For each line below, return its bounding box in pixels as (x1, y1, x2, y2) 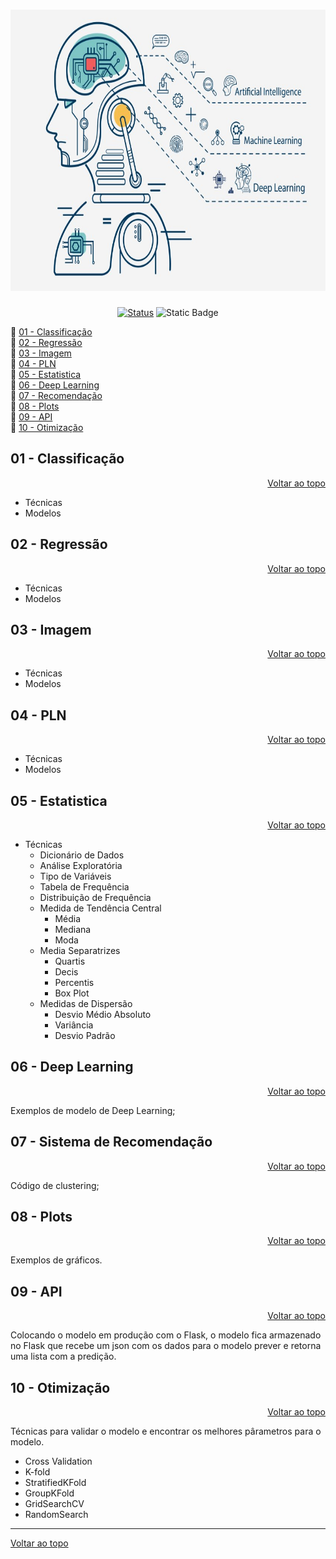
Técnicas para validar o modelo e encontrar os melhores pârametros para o (10, 1425, 322, 1438)
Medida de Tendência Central (39, 902, 162, 914)
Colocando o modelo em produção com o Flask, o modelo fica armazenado (10, 1329, 322, 1341)
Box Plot (54, 987, 90, 999)
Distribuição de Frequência (39, 892, 152, 903)
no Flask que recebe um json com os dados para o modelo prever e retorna (10, 1340, 322, 1352)
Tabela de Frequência (39, 881, 130, 893)
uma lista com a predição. (10, 1350, 117, 1363)
